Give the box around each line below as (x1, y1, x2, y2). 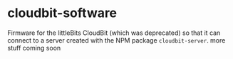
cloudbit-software (7, 5, 118, 21)
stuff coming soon (7, 43, 61, 52)
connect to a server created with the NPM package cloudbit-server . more (7, 36, 226, 44)
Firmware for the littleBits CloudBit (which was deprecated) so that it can (7, 28, 221, 37)
